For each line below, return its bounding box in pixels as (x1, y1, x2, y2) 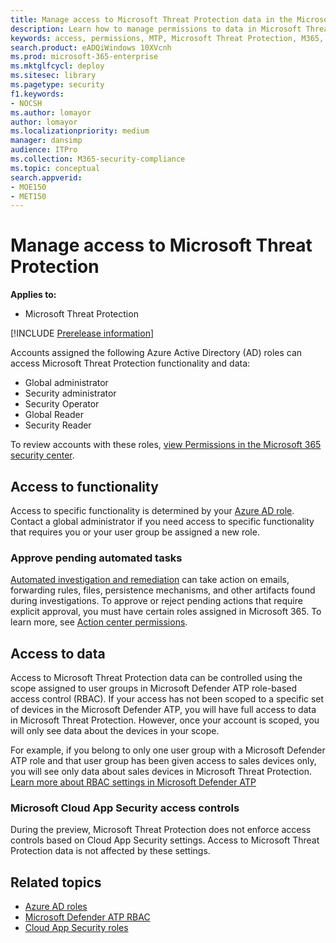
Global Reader (24, 409, 84, 421)
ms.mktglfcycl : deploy (10, 61, 105, 71)
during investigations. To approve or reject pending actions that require (10, 595, 303, 607)
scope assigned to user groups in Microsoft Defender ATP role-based (10, 682, 298, 695)
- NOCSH (10, 98, 43, 108)
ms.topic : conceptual (10, 163, 101, 173)
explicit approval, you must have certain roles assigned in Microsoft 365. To (10, 606, 322, 618)
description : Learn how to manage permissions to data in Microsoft (10, 24, 302, 34)
